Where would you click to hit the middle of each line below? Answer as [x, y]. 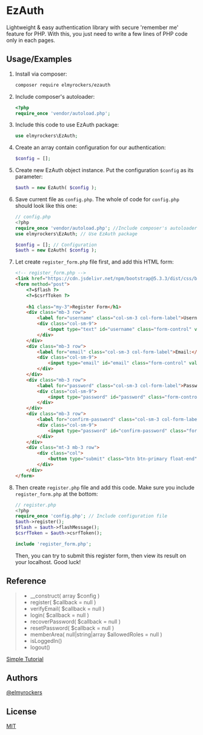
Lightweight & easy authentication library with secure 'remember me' [92, 27]
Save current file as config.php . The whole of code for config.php [97, 199]
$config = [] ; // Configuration [56, 245]
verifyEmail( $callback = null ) [67, 608]
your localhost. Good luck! [48, 562]
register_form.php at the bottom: [56, 494]
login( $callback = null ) [60, 615]
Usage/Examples [39, 59]
